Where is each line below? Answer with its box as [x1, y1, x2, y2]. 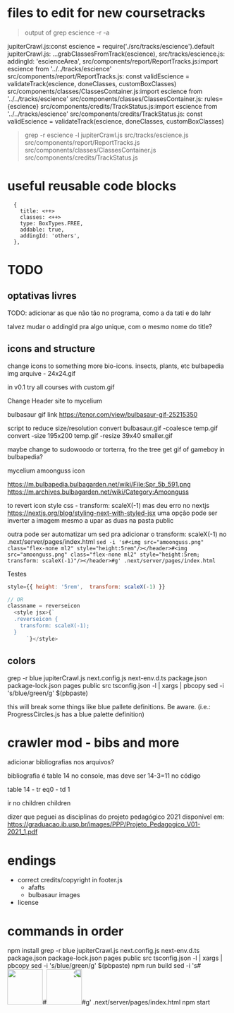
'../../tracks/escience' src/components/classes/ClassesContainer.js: [7, 94, 203, 103]
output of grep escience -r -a [24, 28, 110, 37]
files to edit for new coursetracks [7, 5, 206, 21]
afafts [27, 883, 45, 891]
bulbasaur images [27, 891, 80, 899]
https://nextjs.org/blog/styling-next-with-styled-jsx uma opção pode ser [7, 509, 218, 517]
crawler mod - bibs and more [7, 735, 180, 750]
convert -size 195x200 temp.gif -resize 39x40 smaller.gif [7, 431, 173, 439]
